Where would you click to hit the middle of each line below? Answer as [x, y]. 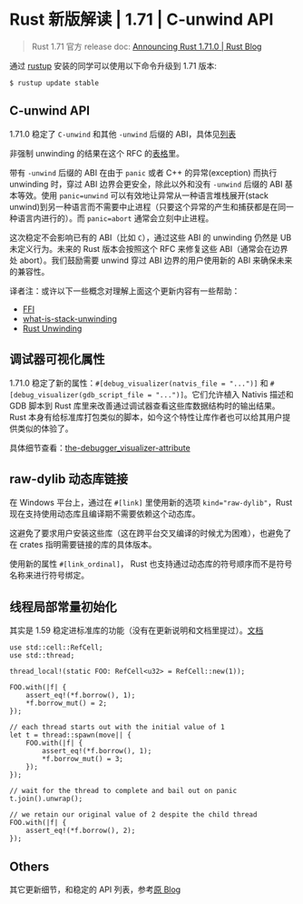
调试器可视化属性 [57, 360]
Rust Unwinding [52, 328]
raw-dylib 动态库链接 [69, 479]
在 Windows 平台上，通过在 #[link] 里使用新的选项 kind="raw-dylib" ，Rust [151, 503]
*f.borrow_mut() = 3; [83, 759]
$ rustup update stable [54, 83]
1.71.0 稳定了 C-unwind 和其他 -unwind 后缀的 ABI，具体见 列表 [123, 134]
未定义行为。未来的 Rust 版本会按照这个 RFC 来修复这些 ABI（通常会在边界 [149, 248]
